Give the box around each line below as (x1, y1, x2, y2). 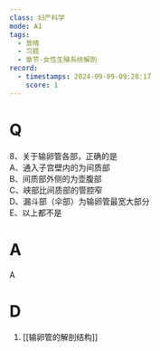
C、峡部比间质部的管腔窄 (9, 185, 103, 195)
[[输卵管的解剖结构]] (22, 332, 99, 343)
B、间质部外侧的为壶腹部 (9, 173, 102, 184)
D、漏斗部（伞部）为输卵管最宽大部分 (9, 195, 151, 206)
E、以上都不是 (9, 207, 62, 218)
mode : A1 (9, 22, 42, 31)
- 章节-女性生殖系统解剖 (17, 55, 98, 64)
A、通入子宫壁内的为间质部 (9, 162, 110, 173)
